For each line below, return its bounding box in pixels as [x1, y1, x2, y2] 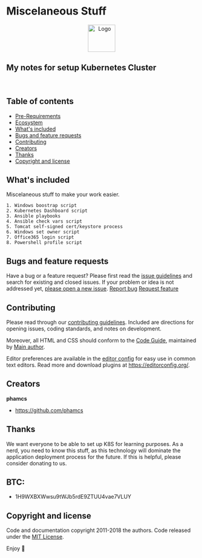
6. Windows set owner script [6, 229, 80, 235]
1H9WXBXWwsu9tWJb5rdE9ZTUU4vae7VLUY [15, 493, 132, 501]
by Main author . [6, 343, 45, 350]
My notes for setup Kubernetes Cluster [6, 62, 157, 73]
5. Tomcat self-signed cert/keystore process [6, 224, 123, 230]
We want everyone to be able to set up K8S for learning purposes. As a [6, 440, 183, 447]
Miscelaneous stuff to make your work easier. [6, 191, 120, 198]
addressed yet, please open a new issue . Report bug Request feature [6, 285, 179, 292]
